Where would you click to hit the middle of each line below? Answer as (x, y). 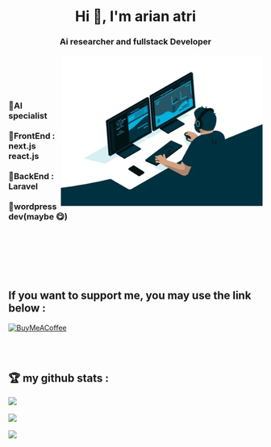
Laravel (23, 186)
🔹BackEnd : (31, 177)
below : (27, 309)
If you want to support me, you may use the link (130, 296)
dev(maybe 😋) (38, 217)
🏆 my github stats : (58, 378)
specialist (28, 116)
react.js (24, 157)
